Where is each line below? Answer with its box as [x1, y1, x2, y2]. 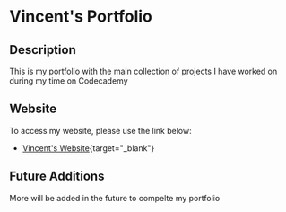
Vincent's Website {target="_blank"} [22, 142, 155, 154]
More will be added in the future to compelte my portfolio [9, 192, 221, 203]
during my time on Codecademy [9, 75, 128, 86]
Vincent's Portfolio [9, 6, 152, 27]
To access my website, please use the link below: [9, 125, 192, 136]
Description [9, 42, 76, 57]
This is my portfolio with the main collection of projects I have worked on [9, 66, 278, 76]
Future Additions [9, 169, 105, 184]
